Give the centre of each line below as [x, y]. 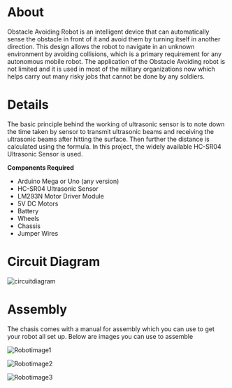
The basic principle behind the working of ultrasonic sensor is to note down [116, 124]
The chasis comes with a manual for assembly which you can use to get [111, 329]
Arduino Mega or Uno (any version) [68, 181]
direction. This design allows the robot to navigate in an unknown [101, 46]
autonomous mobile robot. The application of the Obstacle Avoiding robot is [116, 61]
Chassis [29, 226]
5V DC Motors [38, 203]
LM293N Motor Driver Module [61, 196]
